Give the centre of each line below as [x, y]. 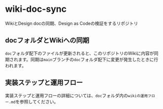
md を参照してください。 [35, 102]
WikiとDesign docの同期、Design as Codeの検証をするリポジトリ [72, 23]
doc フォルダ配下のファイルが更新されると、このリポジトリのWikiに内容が [80, 53]
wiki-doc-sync [36, 9]
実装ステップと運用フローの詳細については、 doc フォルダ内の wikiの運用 [77, 95]
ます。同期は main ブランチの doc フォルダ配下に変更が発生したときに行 [88, 59]
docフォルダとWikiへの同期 [47, 40]
